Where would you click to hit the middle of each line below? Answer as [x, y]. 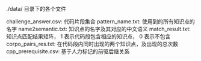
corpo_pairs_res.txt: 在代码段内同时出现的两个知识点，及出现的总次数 [92, 44]
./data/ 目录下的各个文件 [36, 9]
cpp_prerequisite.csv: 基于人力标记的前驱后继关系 [68, 51]
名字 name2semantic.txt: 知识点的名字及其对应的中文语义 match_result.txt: [98, 29]
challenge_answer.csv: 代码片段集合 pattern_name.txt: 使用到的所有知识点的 [100, 22]
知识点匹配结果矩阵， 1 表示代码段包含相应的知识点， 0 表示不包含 [88, 36]
